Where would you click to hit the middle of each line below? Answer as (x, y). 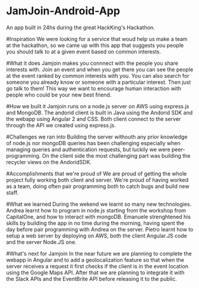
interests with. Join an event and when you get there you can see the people (100, 69)
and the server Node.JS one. (42, 242)
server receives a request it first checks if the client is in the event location (97, 266)
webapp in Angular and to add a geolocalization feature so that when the (95, 259)
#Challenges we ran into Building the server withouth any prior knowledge (97, 137)
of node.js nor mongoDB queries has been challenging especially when (94, 143)
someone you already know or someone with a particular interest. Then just (99, 82)
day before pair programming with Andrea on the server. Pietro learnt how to (100, 229)
